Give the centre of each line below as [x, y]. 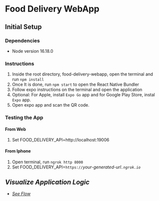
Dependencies [22, 41]
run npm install [28, 79]
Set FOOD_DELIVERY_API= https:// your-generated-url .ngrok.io [76, 167]
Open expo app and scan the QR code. [51, 105]
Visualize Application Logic [47, 182]
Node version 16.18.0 [33, 51]
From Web [15, 129]
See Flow [21, 194]
